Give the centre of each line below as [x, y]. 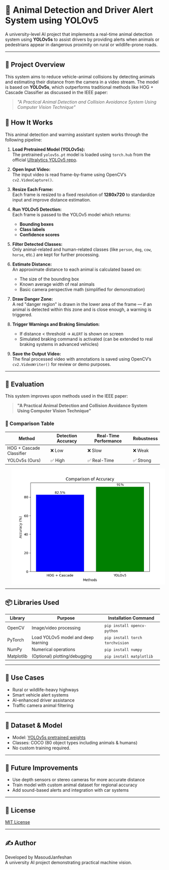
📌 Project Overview [35, 65]
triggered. [22, 314]
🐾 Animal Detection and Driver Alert [79, 10]
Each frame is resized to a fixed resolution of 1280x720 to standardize [84, 195]
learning [40, 642]
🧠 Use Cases [25, 678]
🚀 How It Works [29, 123]
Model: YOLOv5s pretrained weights [49, 737]
